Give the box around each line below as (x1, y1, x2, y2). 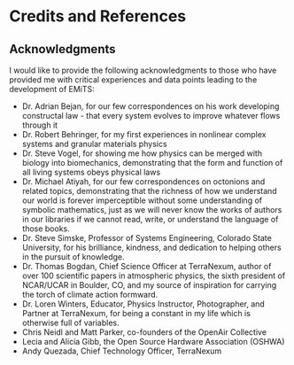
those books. (21, 223, 71, 234)
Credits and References (9, 6, 187, 27)
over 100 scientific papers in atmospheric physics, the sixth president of (21, 270, 286, 281)
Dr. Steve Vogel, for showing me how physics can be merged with (21, 148, 263, 159)
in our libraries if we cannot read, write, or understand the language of (21, 214, 279, 224)
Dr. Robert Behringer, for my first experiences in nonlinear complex (21, 129, 267, 139)
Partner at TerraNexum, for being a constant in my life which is (21, 308, 251, 318)
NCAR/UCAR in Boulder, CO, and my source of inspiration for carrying (21, 280, 277, 290)
